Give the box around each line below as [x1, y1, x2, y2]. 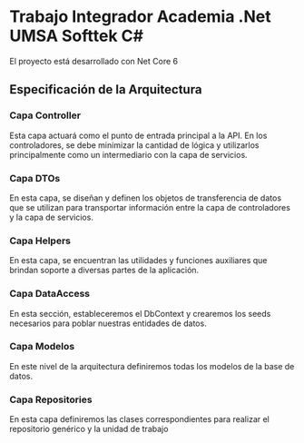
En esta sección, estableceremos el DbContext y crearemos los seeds [9, 308, 271, 319]
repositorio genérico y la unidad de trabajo [9, 424, 169, 435]
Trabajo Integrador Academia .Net [9, 6, 271, 27]
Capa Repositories [9, 393, 93, 406]
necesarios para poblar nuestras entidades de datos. [9, 318, 207, 329]
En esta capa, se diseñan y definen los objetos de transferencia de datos [9, 192, 282, 203]
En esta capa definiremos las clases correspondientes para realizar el [9, 414, 270, 425]
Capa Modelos [9, 340, 75, 353]
